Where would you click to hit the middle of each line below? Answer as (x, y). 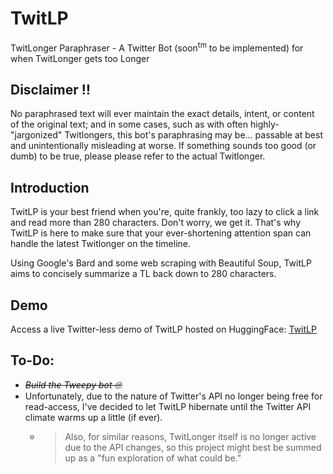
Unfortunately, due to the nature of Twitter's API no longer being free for (173, 396)
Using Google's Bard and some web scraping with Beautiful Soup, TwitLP (161, 263)
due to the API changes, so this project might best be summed (193, 447)
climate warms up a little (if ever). (93, 417)
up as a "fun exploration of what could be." (153, 458)
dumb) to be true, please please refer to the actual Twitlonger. (138, 156)
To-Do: (32, 360)
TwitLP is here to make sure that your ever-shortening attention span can (161, 233)
